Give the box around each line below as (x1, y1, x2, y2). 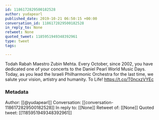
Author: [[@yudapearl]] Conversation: (5, 99, 82, 105)
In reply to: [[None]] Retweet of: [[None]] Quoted (55, 104, 154, 110)
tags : (5, 43, 16, 48)
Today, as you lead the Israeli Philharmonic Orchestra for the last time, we (5, 71, 154, 77)
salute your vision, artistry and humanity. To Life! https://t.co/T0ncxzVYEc (5, 76, 154, 82)
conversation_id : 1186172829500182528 (5, 20, 84, 26)
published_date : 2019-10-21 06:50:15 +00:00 (5, 16, 97, 21)
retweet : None (5, 30, 34, 34)
